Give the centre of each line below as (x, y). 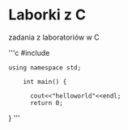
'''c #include (29, 52)
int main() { (45, 82)
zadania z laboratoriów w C (54, 37)
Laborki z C (47, 15)
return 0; (46, 103)
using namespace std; (45, 67)
